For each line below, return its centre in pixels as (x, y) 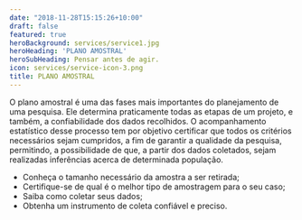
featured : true (38, 34)
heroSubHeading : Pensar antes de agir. (85, 60)
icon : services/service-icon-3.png (76, 69)
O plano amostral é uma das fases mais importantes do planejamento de (144, 102)
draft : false (34, 26)
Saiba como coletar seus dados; (82, 196)
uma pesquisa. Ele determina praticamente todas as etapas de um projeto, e (151, 111)
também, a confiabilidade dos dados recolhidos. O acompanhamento (138, 121)
